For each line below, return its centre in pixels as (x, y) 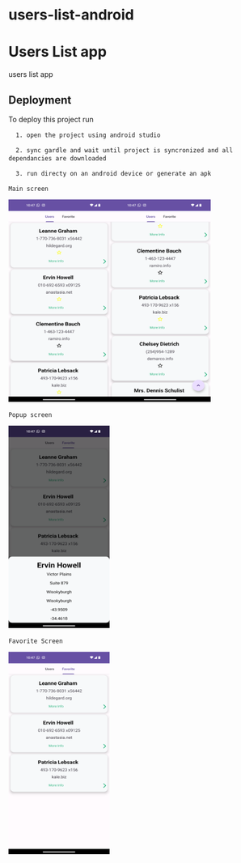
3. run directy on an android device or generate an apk (114, 173)
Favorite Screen (36, 641)
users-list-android (72, 15)
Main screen (28, 189)
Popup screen (30, 414)
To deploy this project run (51, 119)
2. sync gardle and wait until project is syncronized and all (124, 150)
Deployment (40, 100)
